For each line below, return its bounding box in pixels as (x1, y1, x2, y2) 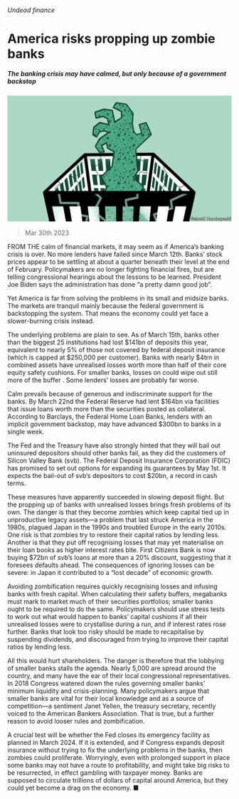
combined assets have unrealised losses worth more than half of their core (7, 361, 227, 369)
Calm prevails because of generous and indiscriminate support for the (7, 390, 213, 398)
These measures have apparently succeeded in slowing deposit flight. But (7, 493, 225, 502)
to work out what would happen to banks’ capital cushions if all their (7, 613, 208, 621)
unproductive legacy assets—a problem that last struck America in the (7, 516, 213, 524)
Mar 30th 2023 (24, 228, 70, 238)
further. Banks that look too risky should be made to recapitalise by (7, 628, 204, 636)
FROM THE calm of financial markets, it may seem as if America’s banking (7, 243, 224, 251)
